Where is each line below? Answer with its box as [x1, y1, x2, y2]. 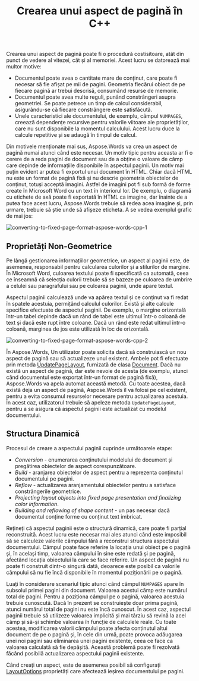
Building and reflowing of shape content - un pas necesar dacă [14, 507, 170, 514]
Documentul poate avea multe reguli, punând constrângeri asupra [14, 93, 176, 101]
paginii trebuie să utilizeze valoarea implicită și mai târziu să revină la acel [6, 611, 186, 619]
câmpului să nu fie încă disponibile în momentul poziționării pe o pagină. [6, 569, 183, 576]
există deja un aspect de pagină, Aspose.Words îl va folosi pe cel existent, [6, 387, 187, 393]
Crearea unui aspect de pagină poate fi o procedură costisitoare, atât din [6, 51, 184, 58]
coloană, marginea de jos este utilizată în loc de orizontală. [6, 325, 150, 332]
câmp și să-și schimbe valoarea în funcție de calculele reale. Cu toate [6, 618, 176, 625]
